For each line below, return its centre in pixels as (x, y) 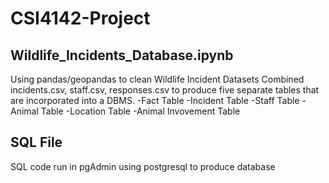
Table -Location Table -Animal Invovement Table (140, 111)
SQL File (36, 142)
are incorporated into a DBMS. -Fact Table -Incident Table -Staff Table (155, 100)
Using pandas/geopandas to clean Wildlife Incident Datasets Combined (157, 79)
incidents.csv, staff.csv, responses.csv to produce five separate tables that (165, 90)
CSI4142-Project (80, 18)
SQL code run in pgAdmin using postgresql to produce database (143, 166)
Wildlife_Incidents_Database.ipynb (122, 55)
